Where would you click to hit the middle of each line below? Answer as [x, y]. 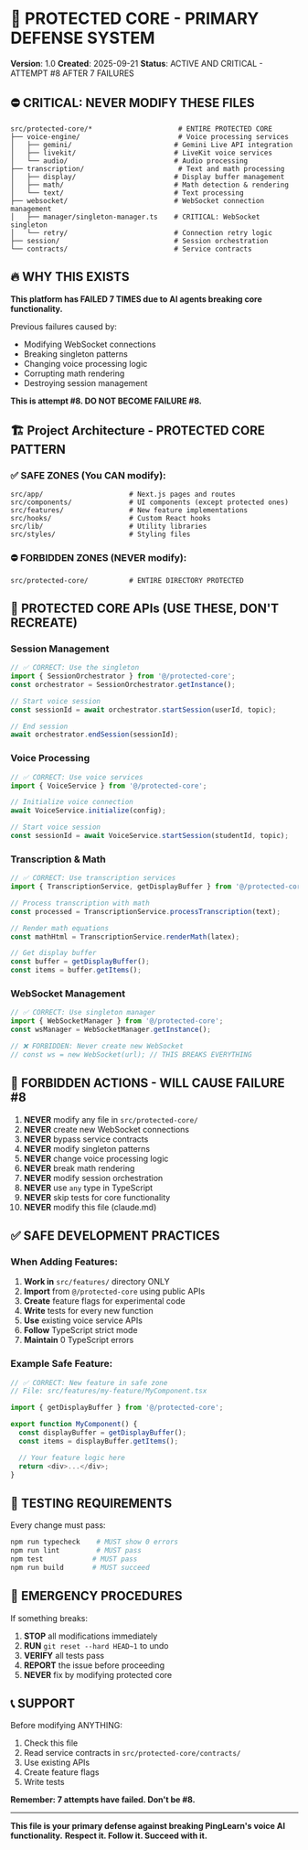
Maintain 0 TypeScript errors [79, 1340]
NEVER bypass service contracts [86, 1139]
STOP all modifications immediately [90, 1636]
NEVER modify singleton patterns [86, 1148]
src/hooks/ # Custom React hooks [111, 519]
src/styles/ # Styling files [101, 534]
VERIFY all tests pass [64, 1655]
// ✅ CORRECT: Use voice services [77, 777]
